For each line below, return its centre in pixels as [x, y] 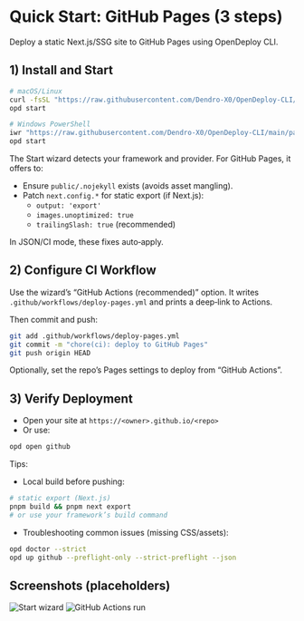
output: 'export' [69, 206]
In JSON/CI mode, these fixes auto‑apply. [87, 242]
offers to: [26, 168]
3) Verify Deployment [71, 398]
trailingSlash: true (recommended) [106, 224]
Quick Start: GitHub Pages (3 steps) [146, 17]
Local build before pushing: [73, 481]
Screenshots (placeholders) [90, 585]
